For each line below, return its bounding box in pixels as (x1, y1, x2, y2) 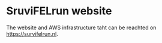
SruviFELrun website (6, 4, 112, 18)
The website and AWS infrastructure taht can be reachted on (6, 24, 157, 31)
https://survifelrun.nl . (6, 30, 58, 37)
